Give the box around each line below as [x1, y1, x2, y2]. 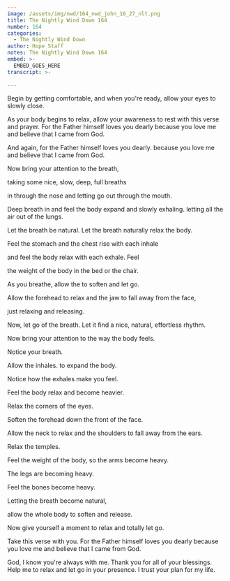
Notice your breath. [7, 348, 63, 356]
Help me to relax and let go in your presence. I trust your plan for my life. [7, 566, 216, 574]
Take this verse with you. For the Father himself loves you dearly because [7, 537, 219, 545]
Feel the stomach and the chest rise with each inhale [7, 240, 159, 248]
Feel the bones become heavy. [7, 483, 95, 492]
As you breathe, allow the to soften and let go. [7, 280, 139, 288]
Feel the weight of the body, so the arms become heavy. [7, 456, 169, 464]
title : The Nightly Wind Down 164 [7, 17, 108, 24]
